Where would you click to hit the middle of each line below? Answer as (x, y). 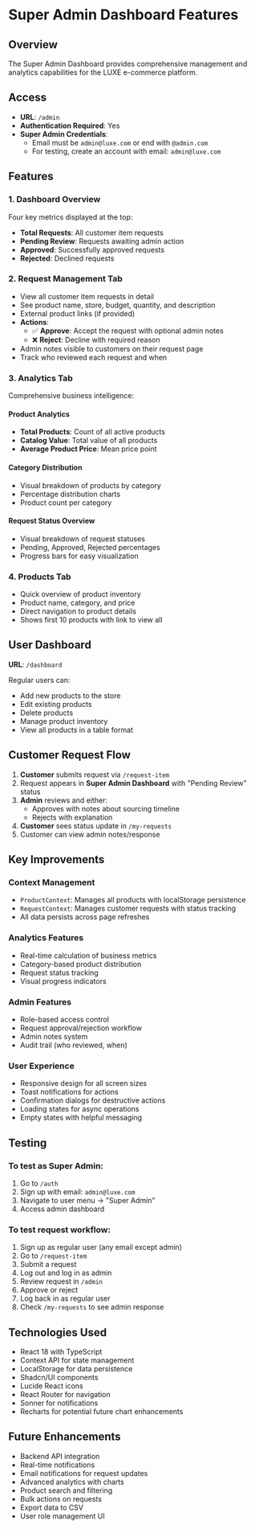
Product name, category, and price (77, 602)
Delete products (47, 713)
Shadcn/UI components (59, 1377)
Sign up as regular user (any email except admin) (101, 1247)
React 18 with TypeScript (61, 1352)
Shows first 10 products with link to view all (91, 620)
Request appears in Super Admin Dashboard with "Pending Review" (133, 783)
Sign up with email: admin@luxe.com (77, 1191)
